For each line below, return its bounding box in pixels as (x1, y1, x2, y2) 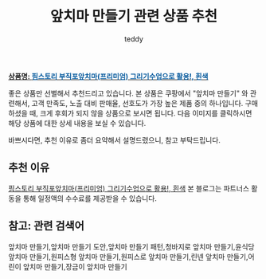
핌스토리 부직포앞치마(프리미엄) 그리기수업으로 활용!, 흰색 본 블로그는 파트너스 (8, 183, 249, 193)
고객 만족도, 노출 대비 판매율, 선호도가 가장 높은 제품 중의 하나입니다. (31, 98, 244, 108)
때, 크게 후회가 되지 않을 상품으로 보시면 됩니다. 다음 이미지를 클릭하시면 (29, 108, 252, 118)
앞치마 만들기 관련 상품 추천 (50, 7, 217, 26)
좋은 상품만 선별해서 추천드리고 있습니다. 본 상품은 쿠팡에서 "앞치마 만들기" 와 (8, 88, 248, 98)
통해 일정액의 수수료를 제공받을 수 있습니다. (22, 193, 158, 203)
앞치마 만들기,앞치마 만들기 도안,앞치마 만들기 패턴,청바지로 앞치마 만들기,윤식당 (8, 242, 255, 251)
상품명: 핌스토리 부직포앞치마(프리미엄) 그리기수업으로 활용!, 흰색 (8, 71, 209, 81)
